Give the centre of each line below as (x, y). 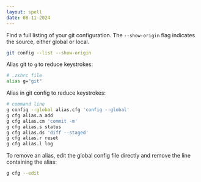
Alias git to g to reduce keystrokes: (50, 64)
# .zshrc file (24, 76)
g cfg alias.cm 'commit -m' (42, 121)
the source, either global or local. (48, 42)
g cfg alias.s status (34, 127)
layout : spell (24, 12)
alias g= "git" (24, 81)
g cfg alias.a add (30, 115)
